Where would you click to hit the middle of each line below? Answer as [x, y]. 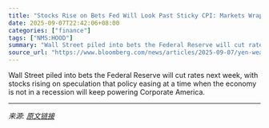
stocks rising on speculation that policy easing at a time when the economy [132, 83]
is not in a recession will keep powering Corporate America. [107, 92]
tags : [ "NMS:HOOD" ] [41, 38]
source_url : [28, 52]
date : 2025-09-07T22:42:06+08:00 [64, 23]
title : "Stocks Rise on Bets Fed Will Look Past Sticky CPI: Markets [127, 16]
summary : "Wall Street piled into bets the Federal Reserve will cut [127, 45]
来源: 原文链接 [31, 116]
